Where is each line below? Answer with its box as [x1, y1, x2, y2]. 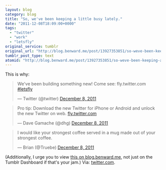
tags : [5, 26, 16, 31]
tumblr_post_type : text [5, 53, 54, 58]
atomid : [5, 58, 21, 63]
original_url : [5, 48, 35, 53]
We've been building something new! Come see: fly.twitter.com [17, 81, 146, 87]
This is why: [5, 71, 30, 77]
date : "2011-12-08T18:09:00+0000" [5, 21, 77, 26]
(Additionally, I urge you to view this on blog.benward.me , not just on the [5, 154, 153, 160]
